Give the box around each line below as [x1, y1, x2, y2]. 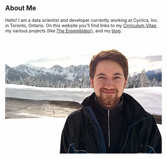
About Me [5, 4, 36, 12]
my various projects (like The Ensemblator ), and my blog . [5, 27, 122, 34]
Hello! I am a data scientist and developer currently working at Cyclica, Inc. [5, 17, 159, 23]
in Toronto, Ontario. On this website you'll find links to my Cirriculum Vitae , [5, 22, 158, 28]
